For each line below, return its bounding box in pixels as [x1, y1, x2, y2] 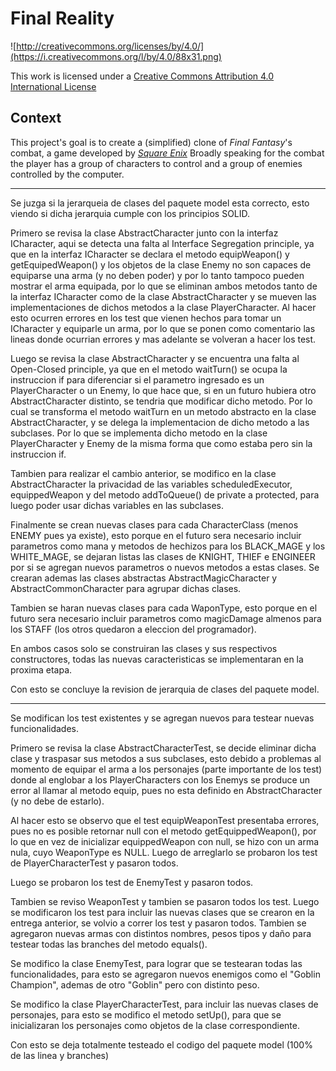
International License [10, 80, 97, 92]
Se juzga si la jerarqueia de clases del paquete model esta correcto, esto [10, 197, 310, 209]
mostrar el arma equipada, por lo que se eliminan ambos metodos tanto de [10, 280, 318, 292]
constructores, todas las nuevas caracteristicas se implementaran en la [10, 653, 304, 665]
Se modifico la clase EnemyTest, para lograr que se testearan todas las [10, 957, 303, 969]
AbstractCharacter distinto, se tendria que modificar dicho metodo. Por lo [10, 395, 313, 407]
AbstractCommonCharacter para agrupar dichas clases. [10, 582, 242, 594]
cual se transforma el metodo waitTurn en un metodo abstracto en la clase [10, 405, 317, 417]
